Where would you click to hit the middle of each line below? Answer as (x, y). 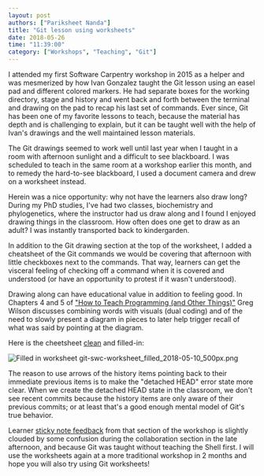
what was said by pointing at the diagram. (76, 328)
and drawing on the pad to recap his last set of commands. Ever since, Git (128, 108)
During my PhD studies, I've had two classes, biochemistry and (111, 205)
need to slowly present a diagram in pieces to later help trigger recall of (124, 319)
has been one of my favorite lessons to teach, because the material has (124, 116)
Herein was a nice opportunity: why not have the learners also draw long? (128, 197)
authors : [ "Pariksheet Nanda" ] (59, 23)
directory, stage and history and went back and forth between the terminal (129, 100)
